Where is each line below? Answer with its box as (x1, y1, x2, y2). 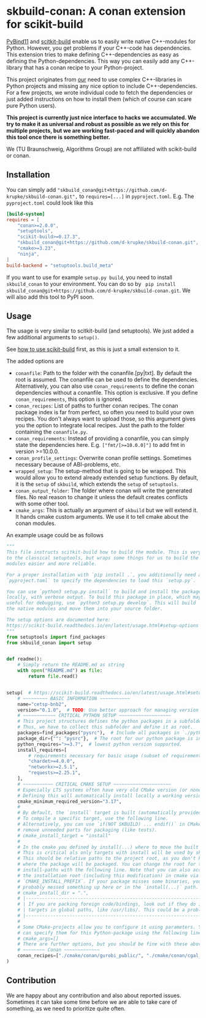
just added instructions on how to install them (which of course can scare (6, 95, 192, 103)
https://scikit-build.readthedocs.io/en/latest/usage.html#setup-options (6, 622, 199, 628)
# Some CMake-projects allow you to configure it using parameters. (17, 924, 196, 930)
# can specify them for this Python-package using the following (17, 929, 188, 936)
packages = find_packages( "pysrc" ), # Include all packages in (17, 730, 180, 736)
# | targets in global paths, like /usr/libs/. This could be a (17, 907, 185, 913)
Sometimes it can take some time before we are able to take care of (6, 998, 177, 1006)
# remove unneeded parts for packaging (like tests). (17, 827, 158, 833)
